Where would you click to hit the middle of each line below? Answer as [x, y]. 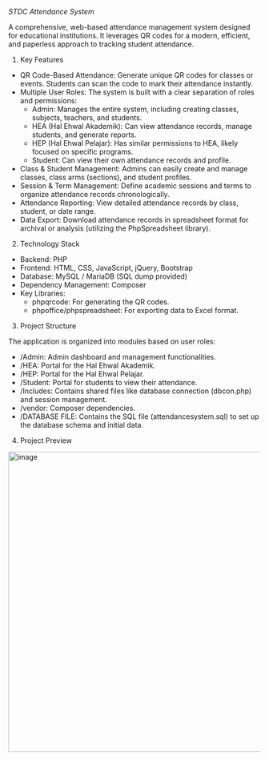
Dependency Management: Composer [83, 285]
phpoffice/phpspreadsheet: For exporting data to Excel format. [135, 310]
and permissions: [48, 101]
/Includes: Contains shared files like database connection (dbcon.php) [136, 391]
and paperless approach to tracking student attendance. [101, 44]
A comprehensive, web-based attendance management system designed [129, 27]
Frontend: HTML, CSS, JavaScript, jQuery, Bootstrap [106, 268]
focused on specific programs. [82, 152]
